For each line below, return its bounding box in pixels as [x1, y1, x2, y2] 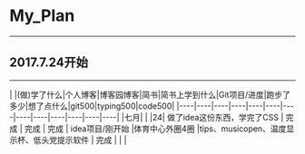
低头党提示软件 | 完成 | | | [33, 134, 127, 145]
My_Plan [9, 5, 75, 26]
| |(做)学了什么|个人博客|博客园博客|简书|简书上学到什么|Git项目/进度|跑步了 [9, 89, 290, 100]
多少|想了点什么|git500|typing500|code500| [9, 101, 175, 111]
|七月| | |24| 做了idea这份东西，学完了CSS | [121, 111, 284, 122]
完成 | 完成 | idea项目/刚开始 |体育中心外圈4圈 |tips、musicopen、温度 [24, 123, 287, 134]
